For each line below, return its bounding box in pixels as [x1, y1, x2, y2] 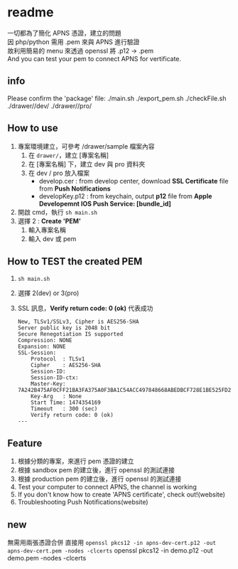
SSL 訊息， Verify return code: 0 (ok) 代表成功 [17, 304, 153, 313]
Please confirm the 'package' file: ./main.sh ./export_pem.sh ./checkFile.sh [7, 94, 227, 102]
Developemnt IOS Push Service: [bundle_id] [38, 199, 172, 208]
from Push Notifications [38, 184, 112, 193]
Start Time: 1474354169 [31, 399, 101, 406]
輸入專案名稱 [28, 225, 66, 234]
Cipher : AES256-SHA [31, 362, 101, 369]
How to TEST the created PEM [7, 255, 143, 267]
